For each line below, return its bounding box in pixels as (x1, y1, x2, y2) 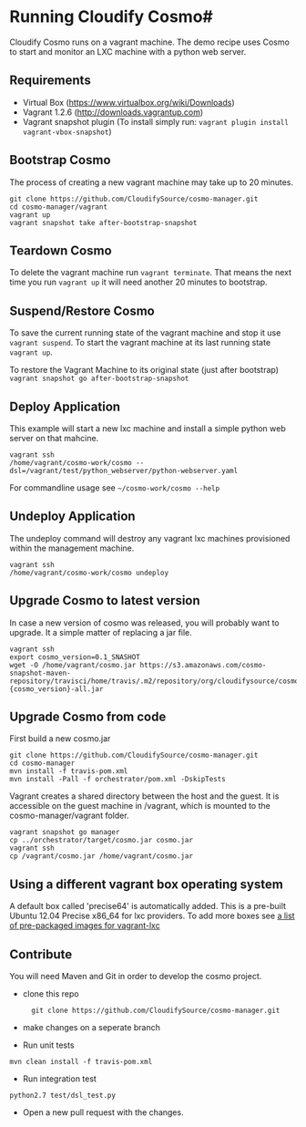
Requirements (9, 73, 91, 88)
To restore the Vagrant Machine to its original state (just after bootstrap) (9, 365, 280, 376)
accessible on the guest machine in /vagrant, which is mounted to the (9, 801, 270, 812)
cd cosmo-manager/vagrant (9, 202, 107, 212)
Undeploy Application (9, 509, 136, 524)
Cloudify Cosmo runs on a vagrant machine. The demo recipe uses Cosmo (9, 36, 290, 47)
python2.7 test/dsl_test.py (9, 1091, 117, 1101)
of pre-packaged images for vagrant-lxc (9, 920, 161, 931)
